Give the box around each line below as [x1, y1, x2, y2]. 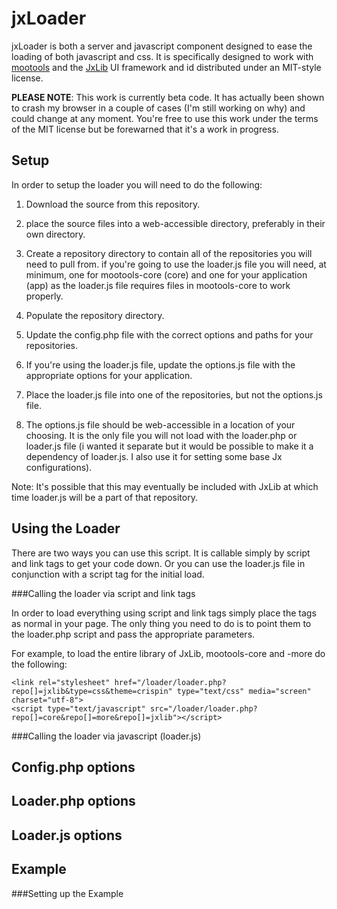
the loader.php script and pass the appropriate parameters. [11, 628, 256, 640]
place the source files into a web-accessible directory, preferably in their [25, 217, 326, 229]
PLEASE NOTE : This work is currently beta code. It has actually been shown [11, 91, 325, 103]
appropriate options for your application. [25, 369, 193, 381]
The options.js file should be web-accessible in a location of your [25, 418, 296, 431]
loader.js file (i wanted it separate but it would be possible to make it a [25, 440, 314, 452]
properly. [25, 290, 64, 302]
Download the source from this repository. [25, 198, 201, 210]
